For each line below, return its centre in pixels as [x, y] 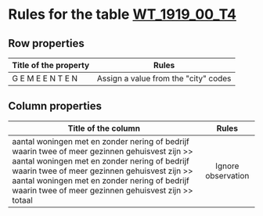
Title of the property [51, 65]
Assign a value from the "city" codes [164, 78]
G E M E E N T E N [45, 78]
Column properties [55, 106]
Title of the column [104, 128]
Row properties [46, 43]
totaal [22, 200]
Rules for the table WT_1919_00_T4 [122, 14]
